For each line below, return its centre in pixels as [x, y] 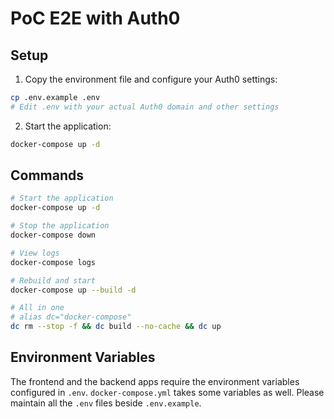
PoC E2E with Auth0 [95, 18]
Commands [47, 175]
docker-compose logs [53, 262]
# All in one [37, 308]
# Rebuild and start [53, 280]
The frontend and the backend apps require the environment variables [155, 381]
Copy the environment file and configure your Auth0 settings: [151, 79]
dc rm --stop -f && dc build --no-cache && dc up [116, 327]
